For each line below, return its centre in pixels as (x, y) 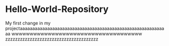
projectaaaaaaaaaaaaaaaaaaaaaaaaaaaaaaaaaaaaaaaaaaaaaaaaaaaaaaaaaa (85, 28)
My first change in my (28, 23)
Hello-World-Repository (57, 9)
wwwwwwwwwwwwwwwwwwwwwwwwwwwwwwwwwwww (77, 33)
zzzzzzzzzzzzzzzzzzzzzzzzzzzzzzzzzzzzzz (52, 39)
